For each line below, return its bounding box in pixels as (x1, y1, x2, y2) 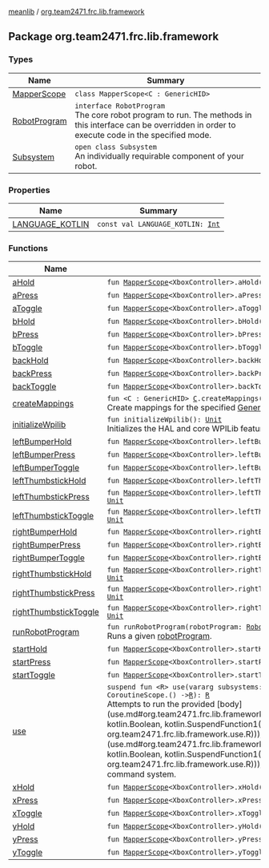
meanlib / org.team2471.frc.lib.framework (8, 7, 145, 16)
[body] (216, 699, 243, 710)
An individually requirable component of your (74, 150, 244, 161)
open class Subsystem (74, 142, 158, 151)
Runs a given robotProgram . (106, 631, 212, 642)
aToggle (12, 303, 42, 314)
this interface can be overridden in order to (74, 119, 236, 131)
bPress (12, 329, 38, 340)
